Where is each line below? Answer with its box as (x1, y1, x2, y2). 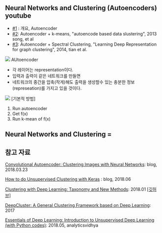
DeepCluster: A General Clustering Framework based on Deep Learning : (5, 203, 151, 208)
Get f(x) (12, 111, 28, 116)
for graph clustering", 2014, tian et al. (12, 46, 87, 52)
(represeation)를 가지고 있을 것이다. (12, 85, 82, 91)
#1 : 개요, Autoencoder (12, 25, 57, 31)
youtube (5, 12, 31, 20)
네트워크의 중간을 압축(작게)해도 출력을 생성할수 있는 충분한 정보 (12, 79, 135, 85)
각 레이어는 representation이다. (12, 66, 74, 73)
